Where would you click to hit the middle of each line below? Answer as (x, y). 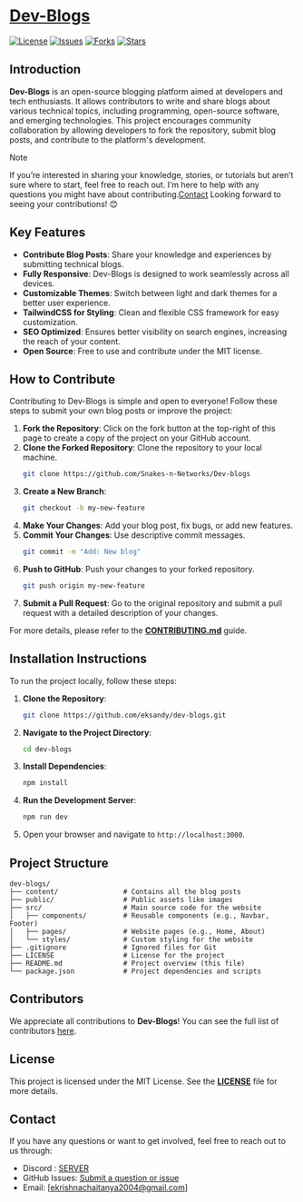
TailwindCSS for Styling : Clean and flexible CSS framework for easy (151, 312)
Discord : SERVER (55, 1168)
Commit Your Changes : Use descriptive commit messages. (134, 535)
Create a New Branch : (64, 492)
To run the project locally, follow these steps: (93, 680)
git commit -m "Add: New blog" (82, 552)
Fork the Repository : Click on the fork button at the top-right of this (149, 429)
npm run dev (45, 817)
